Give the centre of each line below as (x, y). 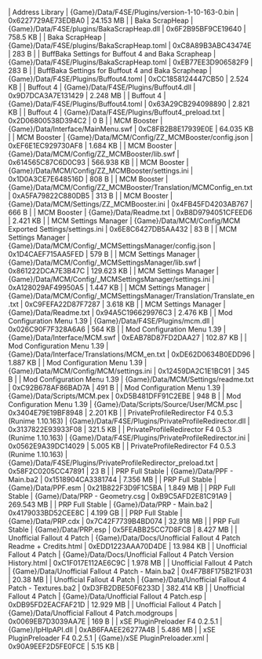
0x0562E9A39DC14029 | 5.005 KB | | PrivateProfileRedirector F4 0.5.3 (122, 446)
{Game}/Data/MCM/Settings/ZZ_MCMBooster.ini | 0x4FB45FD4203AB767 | (131, 204)
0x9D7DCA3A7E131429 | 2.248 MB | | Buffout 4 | (87, 95)
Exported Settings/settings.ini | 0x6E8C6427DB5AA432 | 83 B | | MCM (123, 229)
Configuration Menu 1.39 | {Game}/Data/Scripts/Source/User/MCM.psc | (125, 404)
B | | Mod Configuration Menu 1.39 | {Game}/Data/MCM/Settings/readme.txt (131, 379)
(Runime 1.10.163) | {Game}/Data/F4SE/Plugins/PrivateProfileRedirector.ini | (129, 438)
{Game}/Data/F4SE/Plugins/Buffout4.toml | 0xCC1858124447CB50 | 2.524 (129, 79)
